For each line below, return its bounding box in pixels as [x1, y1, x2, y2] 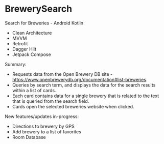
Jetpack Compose [12, 51, 52, 57]
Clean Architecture [12, 30, 52, 36]
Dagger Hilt [12, 46, 37, 52]
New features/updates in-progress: [5, 113, 79, 120]
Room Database [12, 134, 46, 140]
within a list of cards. [12, 87, 57, 93]
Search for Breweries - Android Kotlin [5, 20, 84, 26]
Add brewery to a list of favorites [12, 128, 81, 135]
